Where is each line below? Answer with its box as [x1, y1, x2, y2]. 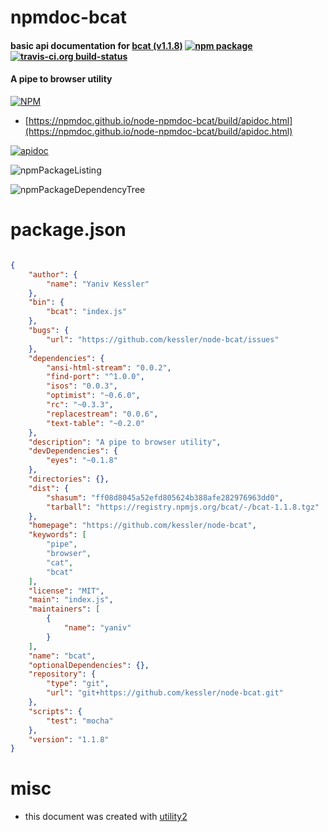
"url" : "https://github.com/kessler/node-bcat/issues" [46, 334, 280, 345]
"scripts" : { [28, 706, 83, 716]
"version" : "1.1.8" [28, 734, 110, 745]
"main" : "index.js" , [28, 595, 114, 605]
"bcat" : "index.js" [46, 307, 128, 317]
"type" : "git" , [46, 679, 110, 689]
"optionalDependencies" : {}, [28, 660, 150, 670]
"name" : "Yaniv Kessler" [46, 279, 150, 289]
